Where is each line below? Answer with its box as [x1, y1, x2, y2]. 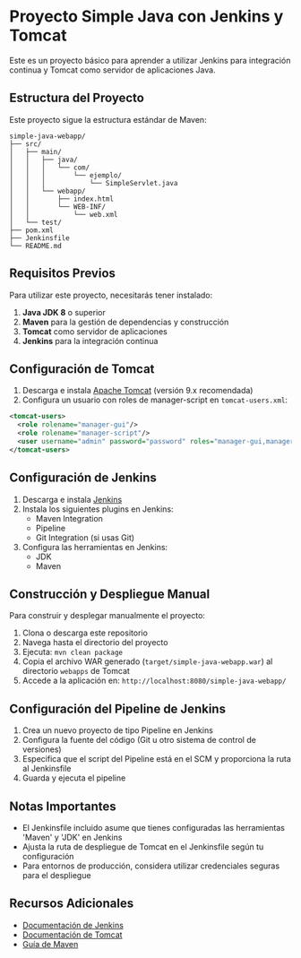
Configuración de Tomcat [9, 361, 155, 376]
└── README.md [9, 241, 63, 250]
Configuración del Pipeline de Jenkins [9, 701, 227, 716]
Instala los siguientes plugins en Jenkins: [21, 504, 174, 514]
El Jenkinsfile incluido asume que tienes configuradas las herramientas [21, 823, 285, 833]
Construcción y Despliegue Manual [9, 586, 211, 601]
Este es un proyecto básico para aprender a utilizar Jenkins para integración [9, 55, 291, 65]
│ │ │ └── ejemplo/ [9, 170, 123, 180]
